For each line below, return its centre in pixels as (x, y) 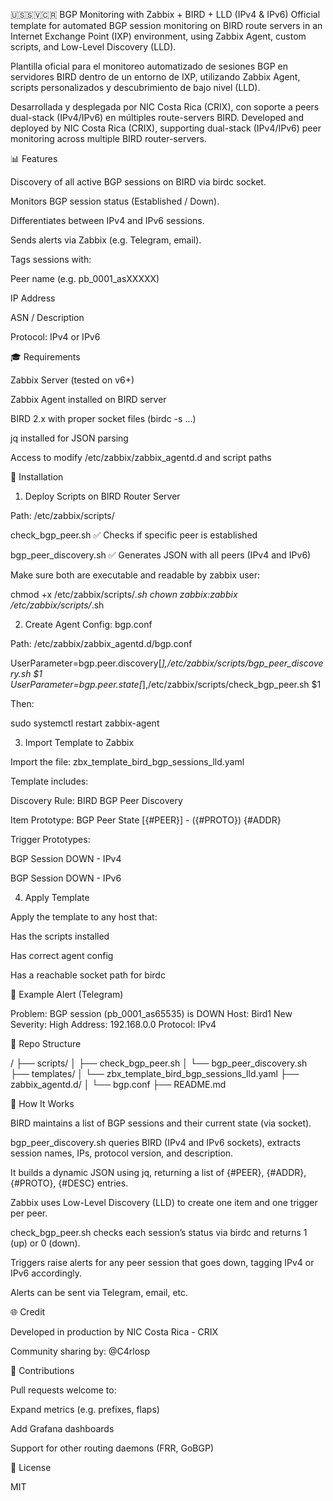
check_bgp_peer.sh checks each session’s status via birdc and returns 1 (159, 1232)
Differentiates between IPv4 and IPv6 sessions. (107, 220)
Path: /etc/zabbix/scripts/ (62, 515)
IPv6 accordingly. (46, 1273)
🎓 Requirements (45, 357)
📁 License (31, 1467)
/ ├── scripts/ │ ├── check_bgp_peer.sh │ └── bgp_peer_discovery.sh (159, 1063)
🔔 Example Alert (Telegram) (67, 994)
